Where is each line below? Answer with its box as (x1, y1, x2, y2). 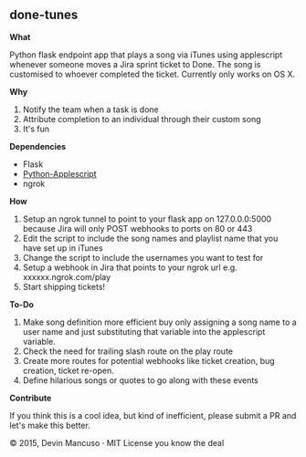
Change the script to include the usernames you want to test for (22, 252, 264, 263)
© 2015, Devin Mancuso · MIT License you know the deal (9, 437, 225, 448)
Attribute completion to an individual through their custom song (22, 113, 261, 124)
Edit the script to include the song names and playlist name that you (22, 233, 279, 244)
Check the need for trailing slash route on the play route (22, 346, 234, 357)
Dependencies (9, 140, 67, 151)
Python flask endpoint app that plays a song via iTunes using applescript (9, 49, 283, 60)
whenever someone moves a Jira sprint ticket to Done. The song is (9, 58, 261, 69)
